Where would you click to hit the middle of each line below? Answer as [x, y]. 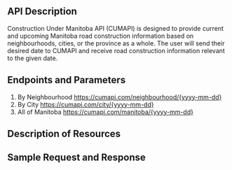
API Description [42, 12]
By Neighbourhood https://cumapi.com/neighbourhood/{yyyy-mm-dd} [120, 97]
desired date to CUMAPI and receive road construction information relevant [116, 50]
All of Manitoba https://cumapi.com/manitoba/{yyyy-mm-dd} [105, 112]
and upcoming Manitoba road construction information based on [101, 36]
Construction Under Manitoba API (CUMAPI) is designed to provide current [116, 28]
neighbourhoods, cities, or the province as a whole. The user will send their [116, 43]
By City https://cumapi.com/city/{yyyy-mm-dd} [86, 104]
